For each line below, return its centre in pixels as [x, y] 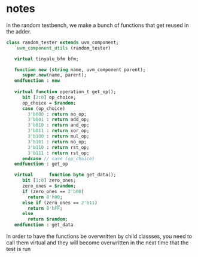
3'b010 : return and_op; [59, 125]
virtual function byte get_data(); [65, 175]
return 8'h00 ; [45, 197]
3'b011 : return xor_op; [59, 131]
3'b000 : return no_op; [57, 114]
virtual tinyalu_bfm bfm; [46, 59]
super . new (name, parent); [54, 75]
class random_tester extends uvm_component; [63, 42]
